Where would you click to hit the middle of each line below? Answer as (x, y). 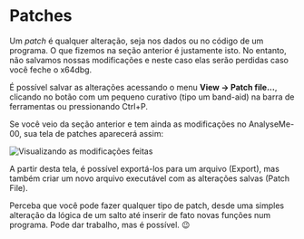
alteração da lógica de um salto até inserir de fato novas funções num (140, 215)
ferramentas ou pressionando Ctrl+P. (78, 106)
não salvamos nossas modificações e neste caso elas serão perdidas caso (149, 60)
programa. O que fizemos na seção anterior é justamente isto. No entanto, (148, 50)
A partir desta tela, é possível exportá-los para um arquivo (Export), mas (144, 168)
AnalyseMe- (271, 124)
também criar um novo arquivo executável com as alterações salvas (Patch (150, 178)
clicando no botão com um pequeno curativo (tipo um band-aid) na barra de (152, 97)
